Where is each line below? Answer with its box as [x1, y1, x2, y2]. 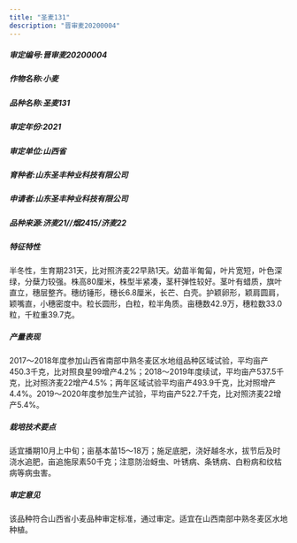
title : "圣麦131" [9, 12, 71, 22]
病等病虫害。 [9, 468, 56, 478]
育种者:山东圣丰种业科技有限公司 [9, 169, 128, 180]
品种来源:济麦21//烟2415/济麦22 [9, 218, 126, 228]
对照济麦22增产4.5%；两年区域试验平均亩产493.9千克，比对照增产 [32, 378, 277, 388]
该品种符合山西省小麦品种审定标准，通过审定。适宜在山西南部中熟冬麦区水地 [9, 514, 288, 524]
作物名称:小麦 [9, 73, 59, 84]
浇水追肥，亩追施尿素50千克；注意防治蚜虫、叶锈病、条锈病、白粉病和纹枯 [9, 456, 283, 467]
